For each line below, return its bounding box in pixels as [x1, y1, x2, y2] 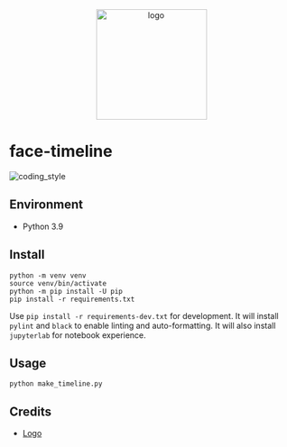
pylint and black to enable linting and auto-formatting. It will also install [9, 320, 276, 331]
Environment [9, 197, 84, 213]
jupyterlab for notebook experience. [9, 329, 146, 341]
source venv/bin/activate [9, 278, 106, 287]
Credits [9, 404, 52, 419]
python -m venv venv [9, 270, 88, 280]
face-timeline [9, 141, 113, 161]
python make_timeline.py [9, 379, 103, 388]
